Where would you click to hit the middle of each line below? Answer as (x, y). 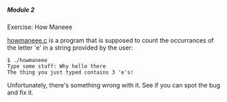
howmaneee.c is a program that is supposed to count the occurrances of (111, 40)
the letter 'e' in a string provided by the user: (70, 48)
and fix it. (20, 92)
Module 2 (21, 10)
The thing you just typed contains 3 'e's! (71, 72)
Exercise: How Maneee (40, 27)
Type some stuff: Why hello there (57, 66)
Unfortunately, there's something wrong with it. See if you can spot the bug (114, 85)
